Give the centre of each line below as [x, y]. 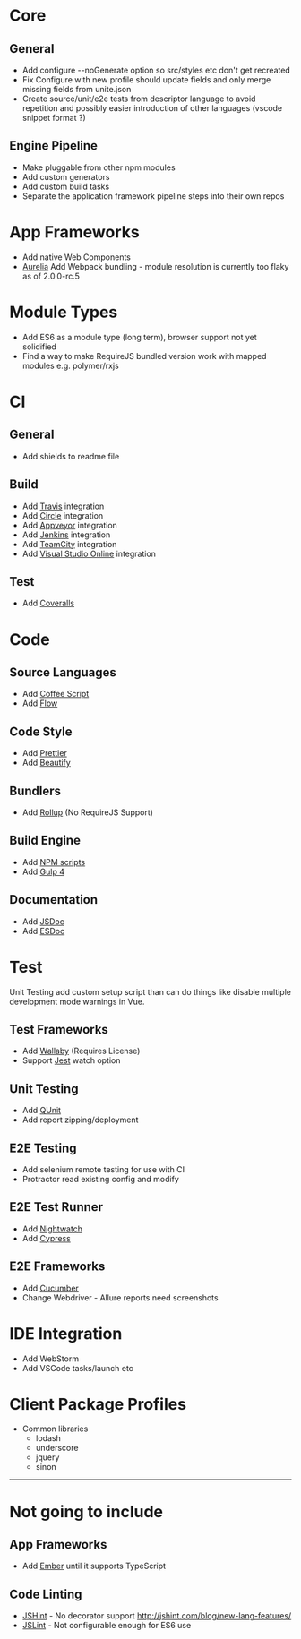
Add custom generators [66, 176]
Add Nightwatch [52, 1229]
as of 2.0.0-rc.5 [51, 276]
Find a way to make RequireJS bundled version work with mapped [144, 356]
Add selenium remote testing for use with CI [103, 1169]
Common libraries [55, 1429]
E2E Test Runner [56, 1207]
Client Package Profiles [98, 1404]
